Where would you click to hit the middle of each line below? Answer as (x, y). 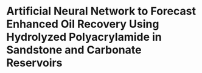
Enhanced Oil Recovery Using (83, 24)
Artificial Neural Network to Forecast (101, 11)
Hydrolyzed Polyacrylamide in (84, 37)
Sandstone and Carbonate (74, 50)
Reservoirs (34, 63)
